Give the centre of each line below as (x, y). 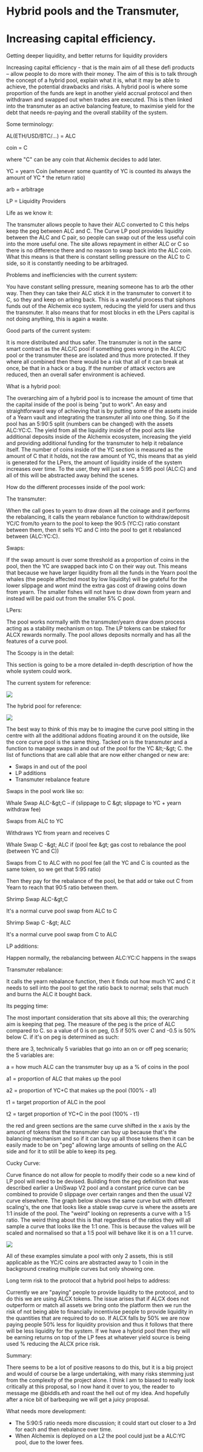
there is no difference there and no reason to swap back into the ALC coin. (99, 250)
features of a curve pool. (37, 641)
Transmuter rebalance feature (52, 779)
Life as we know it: (30, 213)
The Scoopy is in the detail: (40, 653)
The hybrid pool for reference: (44, 706)
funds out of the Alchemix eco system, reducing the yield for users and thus (101, 306)
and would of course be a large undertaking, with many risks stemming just (100, 1374)
